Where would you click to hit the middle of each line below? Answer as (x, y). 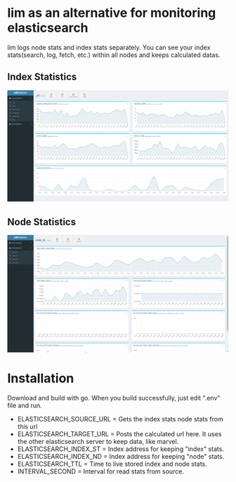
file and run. (25, 405)
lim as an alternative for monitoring (112, 13)
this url (27, 426)
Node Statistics (41, 222)
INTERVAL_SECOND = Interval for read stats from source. (101, 471)
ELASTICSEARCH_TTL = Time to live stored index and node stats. (112, 464)
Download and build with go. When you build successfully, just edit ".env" (114, 398)
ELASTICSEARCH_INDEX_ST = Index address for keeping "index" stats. (121, 449)
